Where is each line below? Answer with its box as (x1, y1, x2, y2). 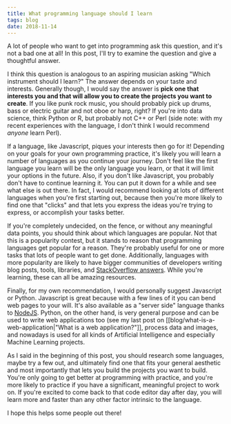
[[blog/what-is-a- (165, 316, 216, 324)
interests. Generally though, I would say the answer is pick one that (7, 84, 199, 93)
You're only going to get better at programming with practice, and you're (7, 374, 214, 382)
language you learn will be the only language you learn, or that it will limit (7, 164, 214, 173)
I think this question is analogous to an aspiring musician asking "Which (7, 70, 211, 78)
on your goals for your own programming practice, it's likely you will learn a (7, 149, 221, 158)
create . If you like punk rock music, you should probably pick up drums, (7, 100, 212, 108)
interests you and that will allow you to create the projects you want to (7, 92, 212, 100)
